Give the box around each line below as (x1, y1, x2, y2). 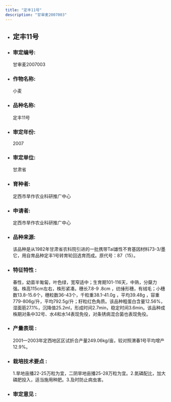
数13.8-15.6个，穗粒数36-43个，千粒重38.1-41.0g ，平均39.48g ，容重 (12, 291, 160, 298)
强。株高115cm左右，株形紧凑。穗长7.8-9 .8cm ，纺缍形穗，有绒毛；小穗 (12, 285, 165, 291)
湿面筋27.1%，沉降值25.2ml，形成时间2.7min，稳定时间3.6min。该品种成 (12, 304, 165, 311)
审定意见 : (12, 391, 37, 398)
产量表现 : (12, 325, 37, 332)
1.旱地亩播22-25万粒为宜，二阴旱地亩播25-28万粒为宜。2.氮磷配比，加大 (12, 370, 166, 377)
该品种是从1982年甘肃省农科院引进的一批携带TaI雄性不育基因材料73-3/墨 (12, 246, 166, 252)
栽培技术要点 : (12, 358, 47, 365)
